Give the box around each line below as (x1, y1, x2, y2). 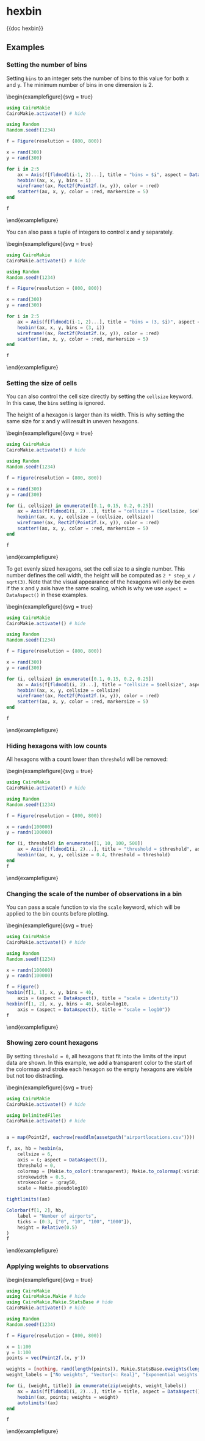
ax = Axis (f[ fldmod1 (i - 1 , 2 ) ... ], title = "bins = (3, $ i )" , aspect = (17, 319, 201, 325)
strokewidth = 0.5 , (17, 1174, 67, 1180)
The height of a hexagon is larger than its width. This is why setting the (6, 411, 185, 418)
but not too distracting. (6, 1072, 64, 1079)
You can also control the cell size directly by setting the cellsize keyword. (6, 393, 193, 400)
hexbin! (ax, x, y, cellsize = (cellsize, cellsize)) (17, 514, 154, 520)
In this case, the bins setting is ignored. (6, 399, 106, 407)
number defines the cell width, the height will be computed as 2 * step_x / (6, 571, 196, 579)
